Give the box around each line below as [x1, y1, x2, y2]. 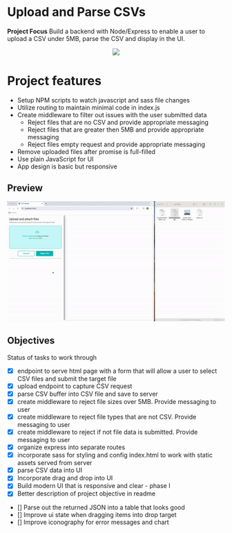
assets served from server [17, 459, 93, 467]
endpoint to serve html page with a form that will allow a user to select [17, 367, 217, 375]
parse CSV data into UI [17, 466, 83, 475]
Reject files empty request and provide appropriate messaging [27, 140, 206, 148]
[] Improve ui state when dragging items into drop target [17, 511, 177, 519]
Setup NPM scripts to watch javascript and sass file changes [17, 96, 190, 104]
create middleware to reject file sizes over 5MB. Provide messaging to [17, 397, 216, 405]
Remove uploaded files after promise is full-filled [17, 147, 156, 156]
